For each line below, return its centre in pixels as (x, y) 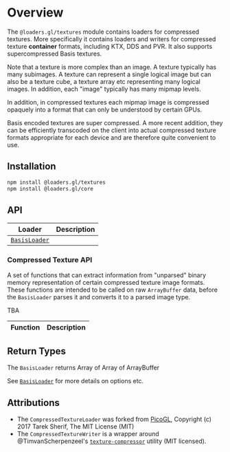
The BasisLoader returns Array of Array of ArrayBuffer (83, 368)
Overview (35, 13)
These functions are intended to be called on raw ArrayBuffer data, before (113, 290)
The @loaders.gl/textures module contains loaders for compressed (103, 32)
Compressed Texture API (50, 260)
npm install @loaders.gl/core (50, 189)
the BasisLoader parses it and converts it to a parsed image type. (99, 297)
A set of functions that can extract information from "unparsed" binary (107, 275)
